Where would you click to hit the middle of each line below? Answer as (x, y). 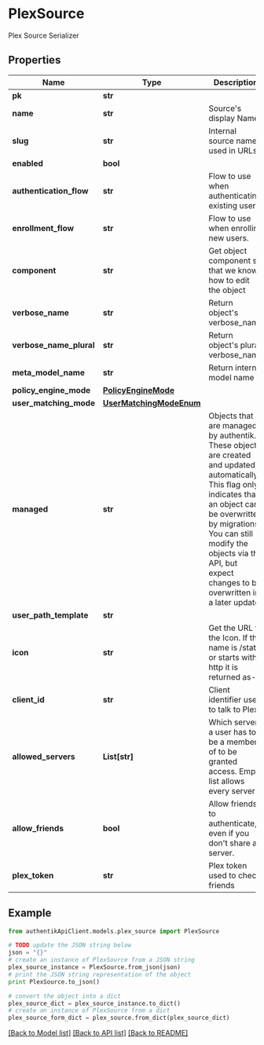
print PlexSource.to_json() (54, 982)
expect (221, 573)
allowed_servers (44, 757)
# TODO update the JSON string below (70, 945)
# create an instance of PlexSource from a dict (89, 1010)
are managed (233, 425)
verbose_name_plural (53, 345)
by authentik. (232, 435)
